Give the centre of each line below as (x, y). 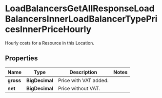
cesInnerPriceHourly (48, 29)
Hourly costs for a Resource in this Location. (50, 43)
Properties (21, 59)
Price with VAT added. (83, 80)
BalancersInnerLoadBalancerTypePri (81, 19)
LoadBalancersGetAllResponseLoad (80, 9)
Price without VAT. (79, 88)
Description (83, 72)
